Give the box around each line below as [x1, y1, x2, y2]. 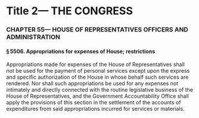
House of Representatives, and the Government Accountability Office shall [6, 92, 189, 100]
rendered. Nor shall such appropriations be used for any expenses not [6, 80, 179, 87]
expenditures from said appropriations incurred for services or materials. [6, 105, 185, 113]
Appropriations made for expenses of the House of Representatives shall [6, 61, 185, 68]
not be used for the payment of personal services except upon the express [6, 67, 190, 74]
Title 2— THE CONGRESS [6, 4, 133, 18]
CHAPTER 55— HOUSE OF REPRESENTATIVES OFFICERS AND [6, 26, 189, 34]
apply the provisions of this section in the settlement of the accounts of [6, 99, 181, 106]
